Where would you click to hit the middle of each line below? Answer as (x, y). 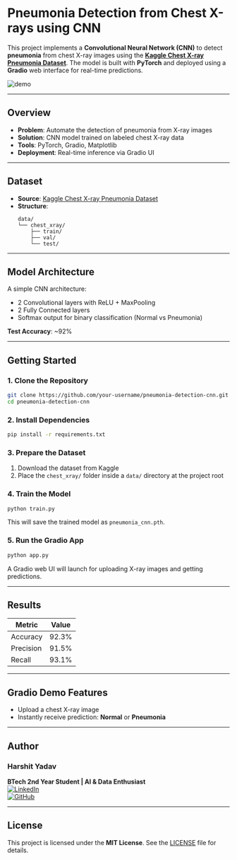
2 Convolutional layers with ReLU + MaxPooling (86, 303)
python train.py (31, 509)
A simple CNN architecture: (47, 289)
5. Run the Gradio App (46, 541)
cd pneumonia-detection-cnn (49, 401)
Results (24, 606)
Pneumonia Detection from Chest (107, 13)
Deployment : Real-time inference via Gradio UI (86, 152)
